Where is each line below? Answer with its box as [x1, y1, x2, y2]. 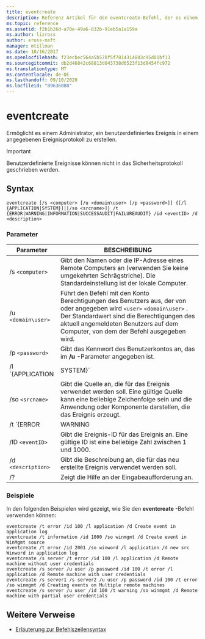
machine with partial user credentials [6, 593, 108, 599]
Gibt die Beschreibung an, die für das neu [60, 456, 179, 464]
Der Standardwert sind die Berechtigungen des [60, 312, 195, 321]
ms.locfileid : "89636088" [6, 83, 72, 89]
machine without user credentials [6, 561, 95, 567]
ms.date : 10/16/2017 [6, 49, 59, 55]
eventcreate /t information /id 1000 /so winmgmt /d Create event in [6, 534, 187, 541]
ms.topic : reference [6, 20, 59, 26]
